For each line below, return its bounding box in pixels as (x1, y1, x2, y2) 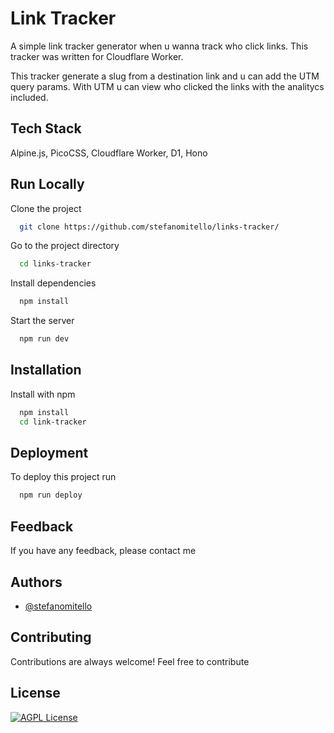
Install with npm (10, 388, 76, 400)
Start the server (10, 315, 75, 327)
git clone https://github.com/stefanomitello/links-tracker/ (19, 222, 280, 232)
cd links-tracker (19, 259, 92, 269)
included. (10, 91, 49, 103)
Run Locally (10, 176, 85, 193)
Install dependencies (10, 277, 97, 289)
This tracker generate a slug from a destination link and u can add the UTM (10, 70, 320, 82)
